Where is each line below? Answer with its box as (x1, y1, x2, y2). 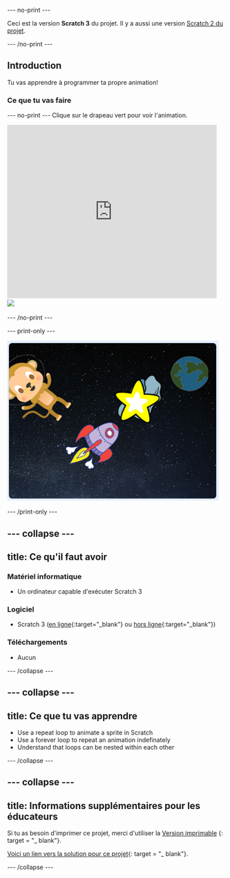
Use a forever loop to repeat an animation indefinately (17, 735, 171, 744)
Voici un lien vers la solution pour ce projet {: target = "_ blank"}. (7, 850, 189, 858)
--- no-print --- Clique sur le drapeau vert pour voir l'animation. (7, 111, 188, 119)
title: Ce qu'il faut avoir (7, 551, 108, 563)
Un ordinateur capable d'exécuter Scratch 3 (17, 587, 143, 596)
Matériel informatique (7, 572, 82, 581)
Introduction (7, 60, 62, 72)
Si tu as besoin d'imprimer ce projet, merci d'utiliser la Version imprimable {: (7, 829, 223, 837)
